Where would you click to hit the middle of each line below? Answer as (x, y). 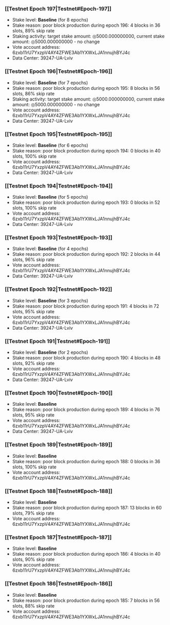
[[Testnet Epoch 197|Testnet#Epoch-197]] (58, 9)
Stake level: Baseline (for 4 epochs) (50, 249)
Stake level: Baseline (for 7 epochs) (50, 83)
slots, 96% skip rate (33, 260)
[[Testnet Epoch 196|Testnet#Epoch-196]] (59, 71)
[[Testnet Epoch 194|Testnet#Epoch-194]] (59, 186)
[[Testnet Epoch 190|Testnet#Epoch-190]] (59, 393)
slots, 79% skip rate (33, 513)
